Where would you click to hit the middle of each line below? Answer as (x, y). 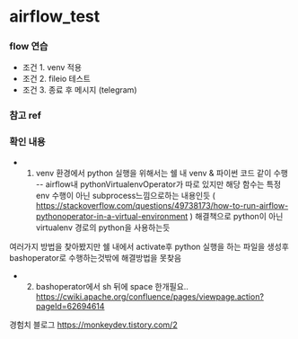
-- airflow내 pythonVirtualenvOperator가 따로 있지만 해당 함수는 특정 (158, 184)
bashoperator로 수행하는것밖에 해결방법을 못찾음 (96, 257)
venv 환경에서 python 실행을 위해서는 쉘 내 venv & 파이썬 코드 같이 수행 (162, 173)
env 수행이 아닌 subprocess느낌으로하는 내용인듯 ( (125, 195)
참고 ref (26, 116)
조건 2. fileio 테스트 (57, 79)
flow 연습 (29, 47)
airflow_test (55, 17)
